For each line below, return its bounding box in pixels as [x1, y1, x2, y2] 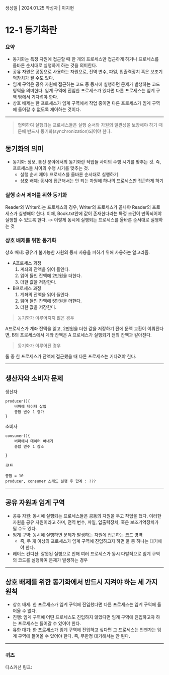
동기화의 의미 [5, 144, 44, 153]
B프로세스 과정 [12, 285, 42, 291]
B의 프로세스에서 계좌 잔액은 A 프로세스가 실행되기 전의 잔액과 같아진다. [12, 331, 152, 337]
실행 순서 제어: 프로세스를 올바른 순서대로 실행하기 [20, 172, 118, 178]
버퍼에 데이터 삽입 [14, 404, 47, 409]
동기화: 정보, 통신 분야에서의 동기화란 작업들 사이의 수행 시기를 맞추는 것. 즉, [12, 159, 161, 165]
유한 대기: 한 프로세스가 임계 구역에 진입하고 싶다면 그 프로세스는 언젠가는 [12, 627, 156, 633]
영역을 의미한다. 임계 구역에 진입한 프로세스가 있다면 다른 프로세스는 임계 [12, 88, 155, 94]
